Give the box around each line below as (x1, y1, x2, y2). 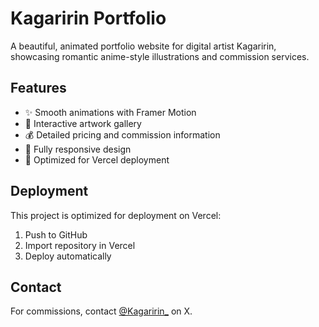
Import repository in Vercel (24, 239, 136, 251)
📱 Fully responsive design (24, 143, 132, 155)
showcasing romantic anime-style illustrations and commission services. (10, 50, 310, 62)
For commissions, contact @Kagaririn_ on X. (10, 305, 193, 317)
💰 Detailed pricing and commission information (24, 128, 221, 141)
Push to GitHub (24, 228, 88, 241)
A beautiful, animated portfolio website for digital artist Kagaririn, (10, 40, 277, 52)
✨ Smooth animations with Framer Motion (24, 106, 197, 118)
